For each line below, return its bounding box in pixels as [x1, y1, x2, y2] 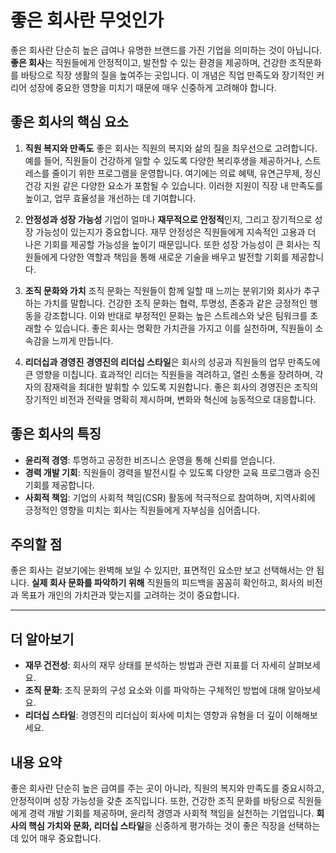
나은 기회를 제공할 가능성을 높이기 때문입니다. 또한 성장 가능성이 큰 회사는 [24, 238, 311, 250]
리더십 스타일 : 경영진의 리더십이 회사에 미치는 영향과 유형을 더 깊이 [24, 709, 284, 721]
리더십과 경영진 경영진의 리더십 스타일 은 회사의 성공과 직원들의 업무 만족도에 [24, 356, 321, 368]
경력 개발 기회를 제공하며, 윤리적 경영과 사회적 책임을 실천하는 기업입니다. [28, 807, 315, 819]
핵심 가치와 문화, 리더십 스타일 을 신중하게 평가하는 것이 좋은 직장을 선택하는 [28, 820, 321, 831]
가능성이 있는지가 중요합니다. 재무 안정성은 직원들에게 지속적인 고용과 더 [35, 226, 317, 238]
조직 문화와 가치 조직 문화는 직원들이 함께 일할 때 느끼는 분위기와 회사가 [24, 284, 302, 296]
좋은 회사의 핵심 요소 [10, 114, 129, 131]
